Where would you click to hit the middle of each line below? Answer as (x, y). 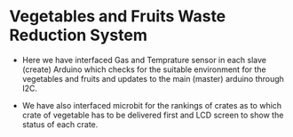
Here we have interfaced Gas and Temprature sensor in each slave (144, 60)
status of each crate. (60, 124)
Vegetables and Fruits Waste (118, 16)
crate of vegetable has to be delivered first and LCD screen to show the (153, 115)
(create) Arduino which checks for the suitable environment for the (144, 69)
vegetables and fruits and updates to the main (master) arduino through (153, 78)
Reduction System (79, 35)
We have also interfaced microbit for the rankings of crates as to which (152, 105)
